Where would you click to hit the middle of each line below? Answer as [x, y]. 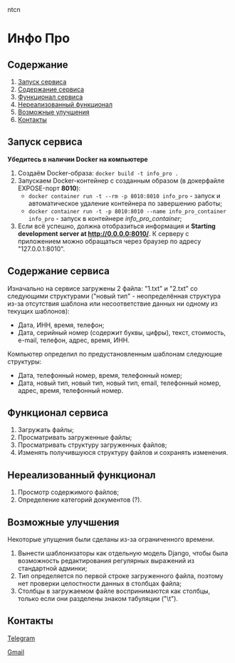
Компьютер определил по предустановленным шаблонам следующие [115, 354]
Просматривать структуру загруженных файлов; [92, 445]
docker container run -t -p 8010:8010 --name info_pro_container [127, 211]
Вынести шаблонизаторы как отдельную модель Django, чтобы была [123, 553]
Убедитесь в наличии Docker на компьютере [78, 159]
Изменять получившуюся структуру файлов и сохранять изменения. [123, 453]
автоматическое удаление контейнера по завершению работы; [125, 203]
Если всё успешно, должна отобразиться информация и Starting [116, 226]
